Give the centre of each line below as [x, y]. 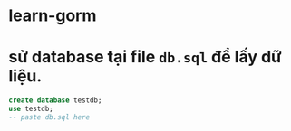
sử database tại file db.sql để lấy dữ [145, 57]
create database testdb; [55, 100]
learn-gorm [53, 16]
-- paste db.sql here [49, 117]
